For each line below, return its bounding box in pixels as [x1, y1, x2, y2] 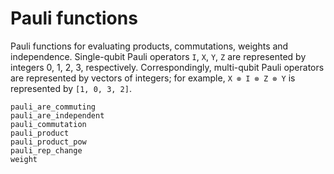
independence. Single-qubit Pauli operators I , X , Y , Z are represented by [10, 50, 307, 62]
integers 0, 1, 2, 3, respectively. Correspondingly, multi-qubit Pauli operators [10, 61, 325, 73]
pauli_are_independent [10, 110, 105, 121]
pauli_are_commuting [10, 102, 97, 112]
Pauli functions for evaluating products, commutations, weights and [10, 40, 289, 52]
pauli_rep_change [10, 145, 83, 156]
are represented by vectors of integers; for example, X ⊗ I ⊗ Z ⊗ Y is [10, 72, 296, 84]
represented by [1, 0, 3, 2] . [10, 82, 132, 94]
